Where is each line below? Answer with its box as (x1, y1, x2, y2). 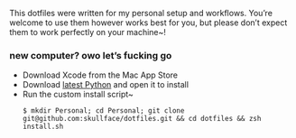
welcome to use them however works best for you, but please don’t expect (9, 17, 288, 28)
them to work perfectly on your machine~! (9, 27, 167, 37)
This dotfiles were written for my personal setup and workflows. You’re (9, 8, 273, 18)
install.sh (22, 122, 64, 132)
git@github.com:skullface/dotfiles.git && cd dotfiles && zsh (22, 115, 262, 124)
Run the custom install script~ (22, 89, 134, 100)
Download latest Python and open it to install (22, 79, 190, 90)
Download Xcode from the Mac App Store (22, 69, 179, 80)
